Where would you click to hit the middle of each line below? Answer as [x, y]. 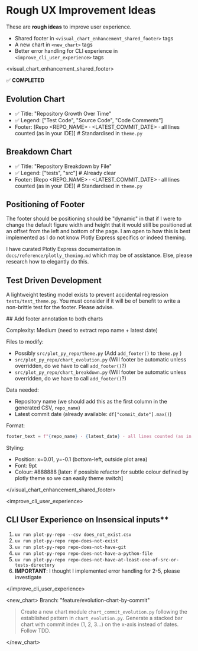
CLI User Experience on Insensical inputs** [87, 520]
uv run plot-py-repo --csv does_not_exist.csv [73, 535]
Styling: [15, 448]
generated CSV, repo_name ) [48, 408]
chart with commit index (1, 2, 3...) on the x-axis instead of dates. [100, 624]
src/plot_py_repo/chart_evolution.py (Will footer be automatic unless [100, 360]
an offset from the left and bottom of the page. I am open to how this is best [98, 231]
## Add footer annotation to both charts [55, 319]
